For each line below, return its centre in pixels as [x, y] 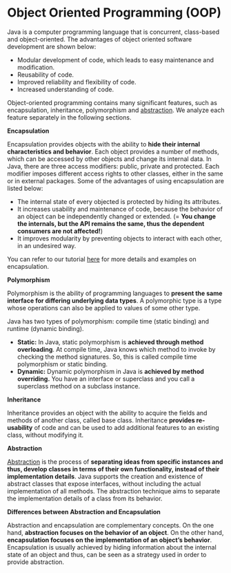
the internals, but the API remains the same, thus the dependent [111, 223]
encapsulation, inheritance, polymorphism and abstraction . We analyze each [116, 110]
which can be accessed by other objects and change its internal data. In [109, 159]
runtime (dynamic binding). [46, 328]
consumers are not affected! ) [60, 231]
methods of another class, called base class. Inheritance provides [101, 420]
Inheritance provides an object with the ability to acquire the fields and [107, 413]
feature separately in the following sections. [69, 117]
